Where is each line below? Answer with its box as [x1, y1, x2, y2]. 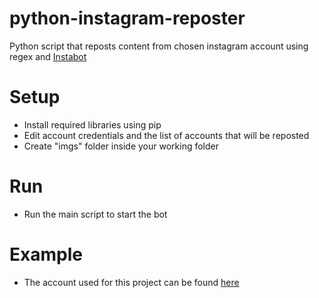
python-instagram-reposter [9, 7, 246, 30]
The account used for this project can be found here [23, 276, 240, 288]
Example [9, 243, 83, 266]
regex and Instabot [9, 50, 87, 62]
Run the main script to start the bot [23, 208, 168, 220]
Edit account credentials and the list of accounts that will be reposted [23, 129, 310, 141]
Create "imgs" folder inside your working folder [23, 140, 219, 152]
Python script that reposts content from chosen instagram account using [9, 40, 309, 52]
